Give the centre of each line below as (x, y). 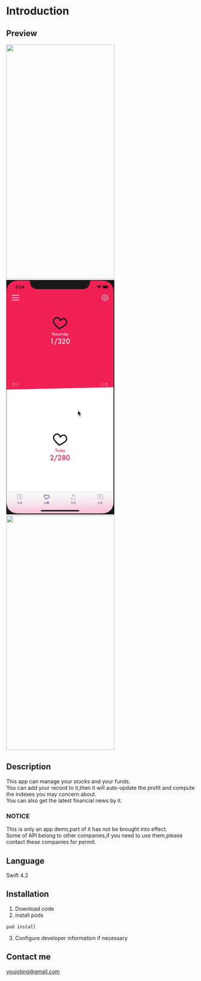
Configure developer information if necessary (71, 938)
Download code (34, 908)
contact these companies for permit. (51, 842)
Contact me (28, 957)
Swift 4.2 (17, 875)
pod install (21, 927)
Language (25, 861)
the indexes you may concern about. (52, 794)
